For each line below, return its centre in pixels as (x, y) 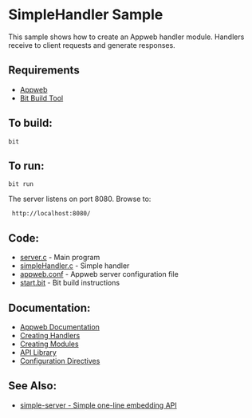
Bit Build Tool (41, 98)
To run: (26, 166)
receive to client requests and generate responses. (92, 45)
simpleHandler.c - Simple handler (75, 266)
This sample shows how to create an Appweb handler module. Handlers (126, 37)
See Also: (33, 386)
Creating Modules (49, 344)
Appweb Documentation (59, 327)
